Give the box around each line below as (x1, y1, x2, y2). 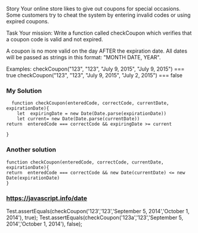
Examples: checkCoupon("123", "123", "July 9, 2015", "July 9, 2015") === (6, 65, 185, 72)
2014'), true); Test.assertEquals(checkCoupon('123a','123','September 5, (6, 214, 184, 221)
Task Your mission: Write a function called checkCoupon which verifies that (6, 29, 192, 37)
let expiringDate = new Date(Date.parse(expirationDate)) (17, 111, 167, 117)
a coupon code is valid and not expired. (6, 36, 103, 43)
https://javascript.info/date (6, 194, 88, 202)
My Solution (6, 86, 42, 95)
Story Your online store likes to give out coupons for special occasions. (6, 5, 181, 12)
